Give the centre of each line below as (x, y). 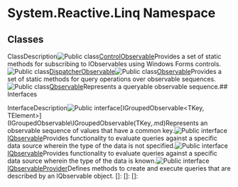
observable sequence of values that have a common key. (91, 130)
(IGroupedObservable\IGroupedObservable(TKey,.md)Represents (103, 123)
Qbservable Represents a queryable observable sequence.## (139, 86)
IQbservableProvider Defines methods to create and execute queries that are (119, 168)
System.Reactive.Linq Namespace (112, 13)
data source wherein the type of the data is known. (82, 161)
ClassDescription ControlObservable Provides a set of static (114, 56)
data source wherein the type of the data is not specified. (91, 146)
